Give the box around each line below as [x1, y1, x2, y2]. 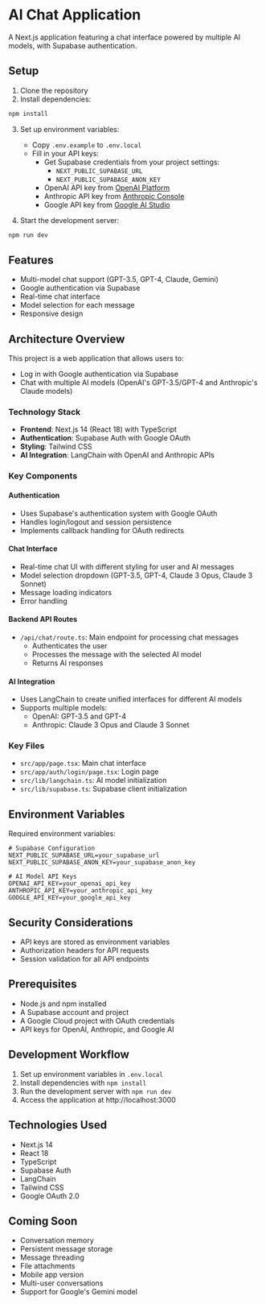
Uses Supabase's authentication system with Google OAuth [19, 508, 218, 518]
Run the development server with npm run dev [19, 1086, 172, 1096]
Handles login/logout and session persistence [19, 517, 172, 527]
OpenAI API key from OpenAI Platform [43, 183, 170, 192]
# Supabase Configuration [8, 844, 95, 853]
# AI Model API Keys [8, 872, 78, 881]
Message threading [19, 1252, 84, 1262]
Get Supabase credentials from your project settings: [43, 157, 219, 167]
